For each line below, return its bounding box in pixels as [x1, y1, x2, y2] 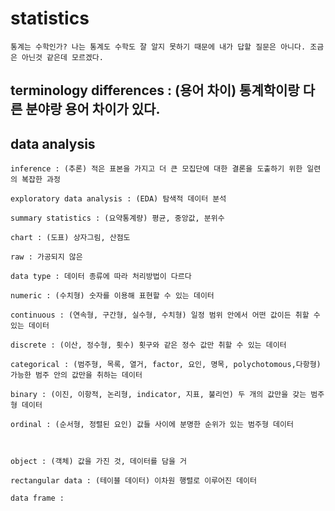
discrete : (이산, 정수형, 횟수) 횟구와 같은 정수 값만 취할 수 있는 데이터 [10, 340, 287, 351]
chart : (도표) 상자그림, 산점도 [10, 233, 131, 243]
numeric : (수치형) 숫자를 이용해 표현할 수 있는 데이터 [10, 291, 215, 301]
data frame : [10, 493, 65, 504]
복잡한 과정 [21, 175, 61, 185]
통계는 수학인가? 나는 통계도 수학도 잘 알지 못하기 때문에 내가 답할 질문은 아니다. [10, 42, 307, 52]
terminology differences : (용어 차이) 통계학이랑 [10, 82, 300, 99]
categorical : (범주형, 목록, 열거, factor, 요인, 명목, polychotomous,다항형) [10, 360, 322, 370]
